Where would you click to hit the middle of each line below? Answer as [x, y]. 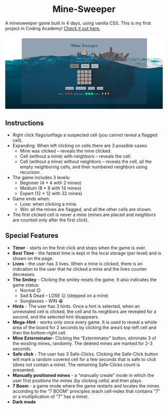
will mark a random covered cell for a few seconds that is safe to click [84, 359]
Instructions [24, 123]
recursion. [30, 172]
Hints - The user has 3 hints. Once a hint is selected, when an [76, 306]
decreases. [24, 274]
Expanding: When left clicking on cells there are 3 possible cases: [80, 145]
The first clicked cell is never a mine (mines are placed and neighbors [84, 215]
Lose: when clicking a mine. [48, 204]
